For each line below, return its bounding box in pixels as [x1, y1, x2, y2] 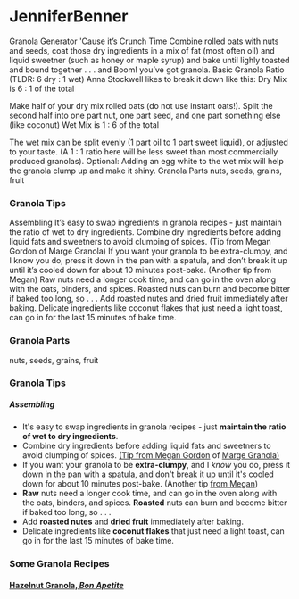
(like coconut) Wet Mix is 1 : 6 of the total [9, 119, 159, 130]
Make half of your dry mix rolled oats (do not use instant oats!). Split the [9, 100, 274, 111]
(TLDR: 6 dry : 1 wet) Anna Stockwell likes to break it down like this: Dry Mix [9, 73, 287, 84]
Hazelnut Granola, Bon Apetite [9, 579, 124, 590]
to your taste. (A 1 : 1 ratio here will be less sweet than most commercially [9, 146, 278, 157]
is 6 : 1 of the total [9, 83, 75, 94]
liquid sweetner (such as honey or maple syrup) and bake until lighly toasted [9, 54, 290, 65]
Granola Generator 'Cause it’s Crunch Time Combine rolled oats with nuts [9, 36, 279, 46]
